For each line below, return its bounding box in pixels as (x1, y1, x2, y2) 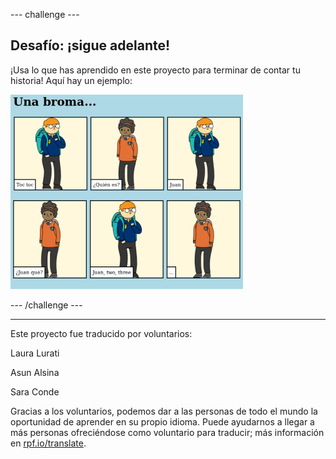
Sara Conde (10, 385, 60, 398)
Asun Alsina (10, 366, 60, 378)
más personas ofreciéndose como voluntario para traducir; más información (10, 426, 325, 438)
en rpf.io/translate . (10, 437, 87, 449)
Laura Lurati (10, 347, 60, 359)
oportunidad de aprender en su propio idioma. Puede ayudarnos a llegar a (10, 415, 315, 428)
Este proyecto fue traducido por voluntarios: (10, 327, 193, 339)
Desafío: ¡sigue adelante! (10, 37, 171, 54)
